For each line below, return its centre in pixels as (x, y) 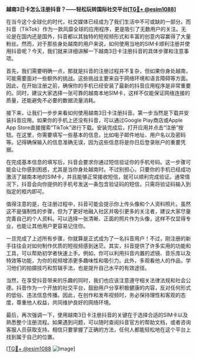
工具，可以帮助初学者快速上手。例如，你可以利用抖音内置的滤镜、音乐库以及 (98, 253)
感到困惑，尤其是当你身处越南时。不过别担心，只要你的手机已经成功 (108, 169)
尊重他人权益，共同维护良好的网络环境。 (65, 302)
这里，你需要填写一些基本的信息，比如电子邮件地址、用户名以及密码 (103, 135)
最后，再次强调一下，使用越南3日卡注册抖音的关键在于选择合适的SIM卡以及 (97, 315)
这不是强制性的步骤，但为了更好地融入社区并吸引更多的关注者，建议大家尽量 (98, 211)
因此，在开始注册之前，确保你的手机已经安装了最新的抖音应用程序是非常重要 (98, 86)
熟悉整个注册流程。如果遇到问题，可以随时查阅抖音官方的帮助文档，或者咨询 (98, 322)
